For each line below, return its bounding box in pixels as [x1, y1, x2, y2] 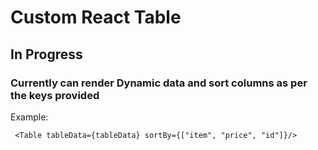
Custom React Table [10, 6, 182, 29]
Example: [10, 111, 49, 123]
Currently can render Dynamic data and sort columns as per [10, 76, 308, 90]
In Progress [10, 46, 83, 63]
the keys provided [10, 88, 100, 102]
